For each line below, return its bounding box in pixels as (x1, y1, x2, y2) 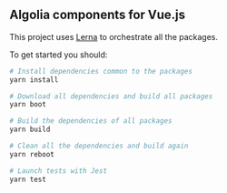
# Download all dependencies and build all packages (9, 91, 213, 101)
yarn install (9, 75, 59, 85)
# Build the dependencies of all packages (9, 117, 173, 126)
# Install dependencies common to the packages (9, 66, 193, 76)
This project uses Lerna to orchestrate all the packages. (9, 31, 219, 42)
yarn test (9, 175, 47, 184)
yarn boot (9, 100, 47, 109)
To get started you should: (9, 49, 108, 60)
